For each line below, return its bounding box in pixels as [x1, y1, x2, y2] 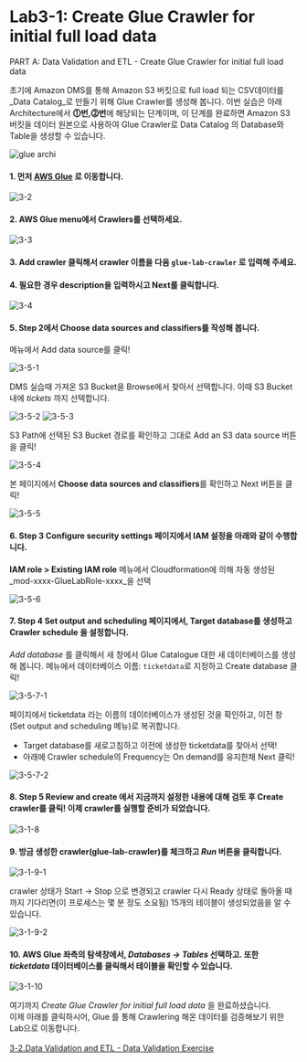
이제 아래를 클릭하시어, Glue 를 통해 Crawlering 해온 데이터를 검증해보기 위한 [9, 1012, 285, 1023]
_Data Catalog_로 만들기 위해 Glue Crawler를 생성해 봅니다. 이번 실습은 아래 [9, 96, 283, 107]
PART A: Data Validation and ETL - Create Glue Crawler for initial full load [9, 56, 284, 67]
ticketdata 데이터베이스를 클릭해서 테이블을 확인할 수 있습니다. [9, 960, 233, 971]
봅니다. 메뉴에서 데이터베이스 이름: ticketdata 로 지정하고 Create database [18, 660, 288, 671]
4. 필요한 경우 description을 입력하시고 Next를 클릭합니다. [9, 279, 219, 290]
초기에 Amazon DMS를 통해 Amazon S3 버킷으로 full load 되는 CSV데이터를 [9, 84, 285, 95]
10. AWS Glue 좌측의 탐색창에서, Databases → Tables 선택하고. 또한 [9, 949, 259, 960]
